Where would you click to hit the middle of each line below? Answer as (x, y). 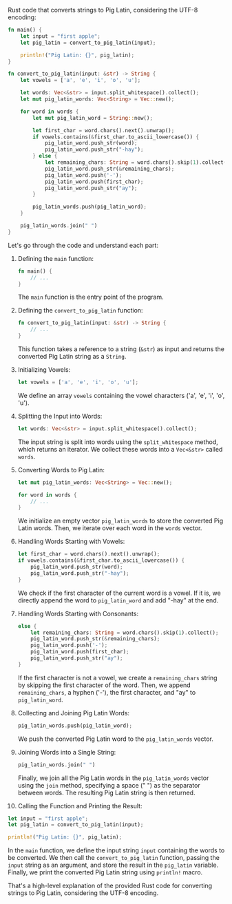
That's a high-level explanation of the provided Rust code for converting (110, 886)
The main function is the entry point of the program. (91, 297)
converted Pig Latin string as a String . (72, 356)
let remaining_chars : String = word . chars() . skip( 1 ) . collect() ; (125, 633)
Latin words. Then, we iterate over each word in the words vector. (110, 528)
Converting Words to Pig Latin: (61, 470)
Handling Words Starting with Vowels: (71, 542)
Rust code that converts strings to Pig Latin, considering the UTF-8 (103, 10)
